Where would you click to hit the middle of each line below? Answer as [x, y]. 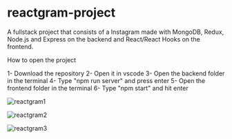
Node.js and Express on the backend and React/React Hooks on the [104, 39]
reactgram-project [61, 13]
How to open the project [42, 59]
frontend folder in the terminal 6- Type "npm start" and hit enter [98, 88]
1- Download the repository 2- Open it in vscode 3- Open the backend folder [116, 73]
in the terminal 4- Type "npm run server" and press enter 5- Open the [106, 80]
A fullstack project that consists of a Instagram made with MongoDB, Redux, [116, 32]
